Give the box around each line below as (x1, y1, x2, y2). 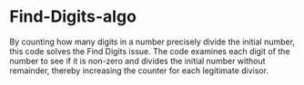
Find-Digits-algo (9, 6, 137, 27)
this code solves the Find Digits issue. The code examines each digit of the (9, 45, 290, 56)
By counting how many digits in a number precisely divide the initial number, (9, 36, 296, 47)
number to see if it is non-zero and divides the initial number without (9, 55, 266, 66)
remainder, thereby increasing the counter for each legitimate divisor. (9, 65, 269, 76)
